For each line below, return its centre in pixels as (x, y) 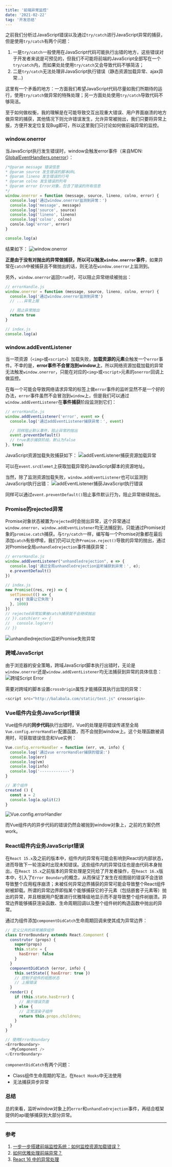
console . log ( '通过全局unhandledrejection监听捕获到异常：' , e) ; (75, 566)
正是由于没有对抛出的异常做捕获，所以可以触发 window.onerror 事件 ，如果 (82, 259)
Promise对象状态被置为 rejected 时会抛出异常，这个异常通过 (68, 521)
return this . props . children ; (50, 1016)
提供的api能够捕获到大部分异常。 (40, 1115)
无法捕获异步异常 (31, 1082)
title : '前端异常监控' (27, 10)
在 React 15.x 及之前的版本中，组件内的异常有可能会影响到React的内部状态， (86, 858)
